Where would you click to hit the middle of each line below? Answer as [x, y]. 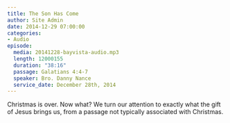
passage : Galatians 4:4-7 [51, 72]
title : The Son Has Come [43, 14]
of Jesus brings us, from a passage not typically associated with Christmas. [115, 112]
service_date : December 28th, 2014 [65, 85]
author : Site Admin [35, 20]
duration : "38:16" [40, 65]
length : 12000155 [38, 59]
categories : [24, 33]
